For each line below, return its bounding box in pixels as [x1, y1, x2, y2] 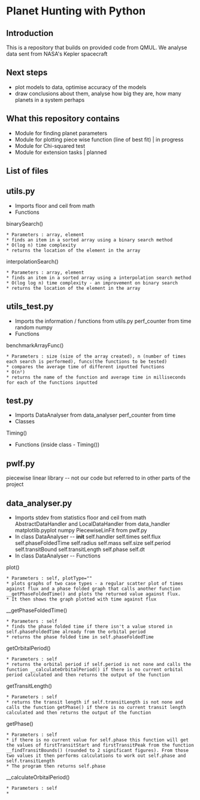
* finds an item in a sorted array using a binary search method [6, 237, 172, 243]
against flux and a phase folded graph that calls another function [6, 586, 181, 592]
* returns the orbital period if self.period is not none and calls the [6, 662, 192, 668]
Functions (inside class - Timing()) [14, 441, 100, 449]
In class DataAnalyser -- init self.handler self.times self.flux [14, 533, 161, 540]
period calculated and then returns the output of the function [6, 672, 170, 678]
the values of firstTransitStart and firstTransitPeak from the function [6, 743, 195, 749]
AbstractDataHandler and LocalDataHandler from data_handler [14, 520, 171, 528]
